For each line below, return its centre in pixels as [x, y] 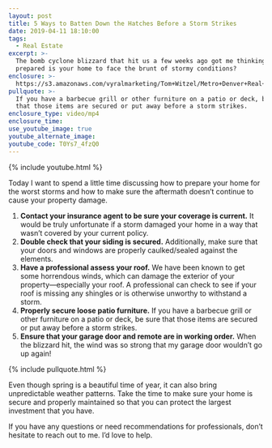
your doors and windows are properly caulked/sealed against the [129, 250]
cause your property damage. [58, 200]
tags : [17, 38]
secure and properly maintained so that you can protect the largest [120, 402]
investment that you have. [51, 411]
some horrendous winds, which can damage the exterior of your [127, 275]
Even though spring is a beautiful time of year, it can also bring [113, 385]
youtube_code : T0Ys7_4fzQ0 [54, 144]
